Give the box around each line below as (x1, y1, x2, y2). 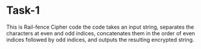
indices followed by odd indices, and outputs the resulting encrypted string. (6, 36, 194, 43)
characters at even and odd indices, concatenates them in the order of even (6, 29, 195, 36)
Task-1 (6, 4, 40, 17)
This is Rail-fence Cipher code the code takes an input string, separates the (6, 23, 194, 30)
